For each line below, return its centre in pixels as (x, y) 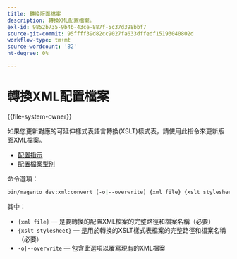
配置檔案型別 (36, 164)
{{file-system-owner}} (39, 116)
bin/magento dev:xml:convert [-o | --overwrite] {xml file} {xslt (104, 192)
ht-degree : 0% (28, 54)
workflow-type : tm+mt (39, 40)
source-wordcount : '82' (42, 47)
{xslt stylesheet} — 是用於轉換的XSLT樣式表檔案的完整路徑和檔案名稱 (122, 230)
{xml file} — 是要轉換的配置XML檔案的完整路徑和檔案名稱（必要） (116, 221)
